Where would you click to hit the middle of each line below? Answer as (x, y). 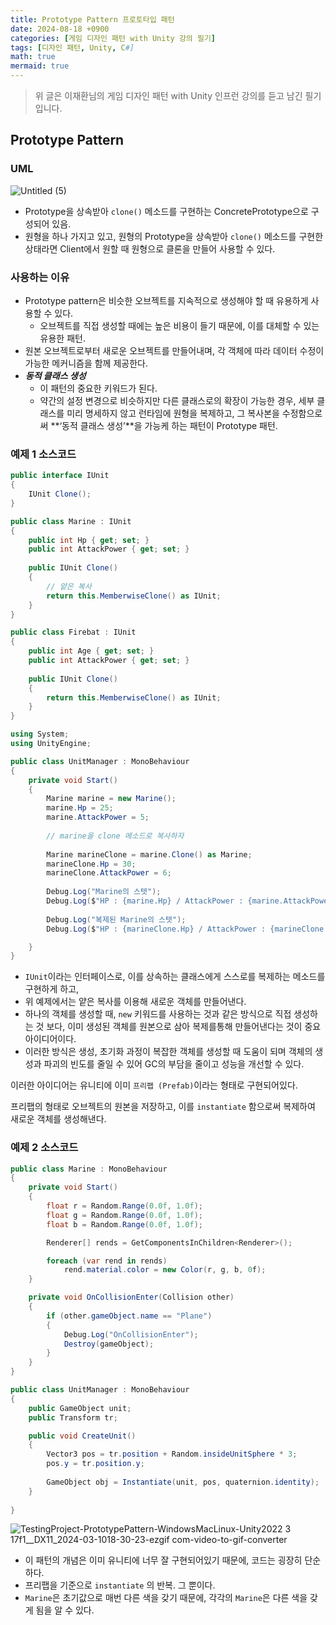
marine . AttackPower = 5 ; (98, 817)
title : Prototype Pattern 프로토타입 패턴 (92, 19)
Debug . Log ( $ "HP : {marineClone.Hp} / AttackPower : (156, 929)
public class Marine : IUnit (71, 521)
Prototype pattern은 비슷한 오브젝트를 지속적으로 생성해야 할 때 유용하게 (166, 300)
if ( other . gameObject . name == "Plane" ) (129, 1316)
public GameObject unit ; (80, 1408)
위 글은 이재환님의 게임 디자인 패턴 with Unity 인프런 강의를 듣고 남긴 (168, 95)
